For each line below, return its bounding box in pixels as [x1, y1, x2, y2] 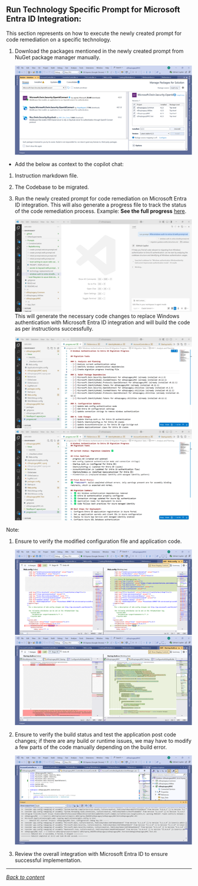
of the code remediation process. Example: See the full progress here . [14, 208, 187, 215]
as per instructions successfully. [14, 325, 94, 332]
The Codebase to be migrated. [14, 183, 90, 191]
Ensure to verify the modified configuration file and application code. [14, 538, 182, 545]
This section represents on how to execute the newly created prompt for [6, 30, 182, 37]
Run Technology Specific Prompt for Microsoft [6, 5, 181, 15]
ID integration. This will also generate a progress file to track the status [14, 201, 187, 209]
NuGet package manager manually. [14, 53, 101, 61]
